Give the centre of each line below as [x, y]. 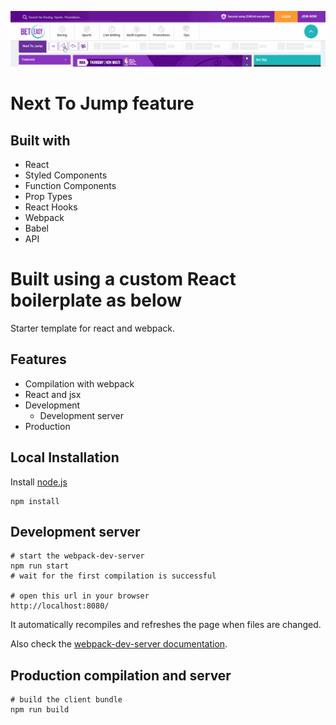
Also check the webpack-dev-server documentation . [119, 644]
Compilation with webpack [79, 383]
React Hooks [51, 207]
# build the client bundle [66, 700]
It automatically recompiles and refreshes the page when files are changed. [166, 625]
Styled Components [66, 175]
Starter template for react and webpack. [92, 328]
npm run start [40, 566]
